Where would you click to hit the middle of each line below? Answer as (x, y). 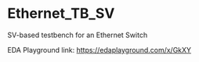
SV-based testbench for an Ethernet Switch (78, 35)
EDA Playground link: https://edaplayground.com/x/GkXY (99, 50)
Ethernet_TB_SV (61, 14)
